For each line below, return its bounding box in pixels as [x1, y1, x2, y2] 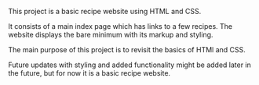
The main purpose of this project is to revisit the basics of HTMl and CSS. [8, 45, 246, 54]
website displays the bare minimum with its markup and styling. [8, 30, 213, 39]
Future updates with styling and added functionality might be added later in [8, 60, 251, 69]
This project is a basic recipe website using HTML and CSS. [8, 7, 202, 16]
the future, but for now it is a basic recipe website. [8, 69, 171, 77]
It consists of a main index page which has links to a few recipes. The [8, 22, 233, 30]
